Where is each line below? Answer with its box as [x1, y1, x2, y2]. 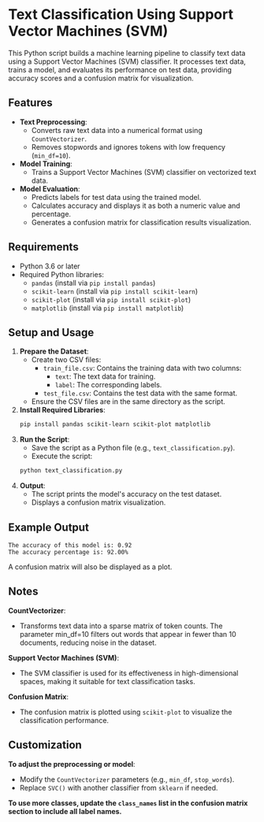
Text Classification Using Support [8, 6, 234, 24]
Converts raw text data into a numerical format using [31, 125, 203, 135]
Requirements [8, 240, 79, 254]
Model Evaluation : [19, 183, 80, 194]
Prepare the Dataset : [19, 346, 89, 356]
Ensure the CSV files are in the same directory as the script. [31, 397, 226, 406]
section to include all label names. [8, 806, 122, 816]
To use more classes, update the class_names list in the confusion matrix [8, 798, 248, 808]
